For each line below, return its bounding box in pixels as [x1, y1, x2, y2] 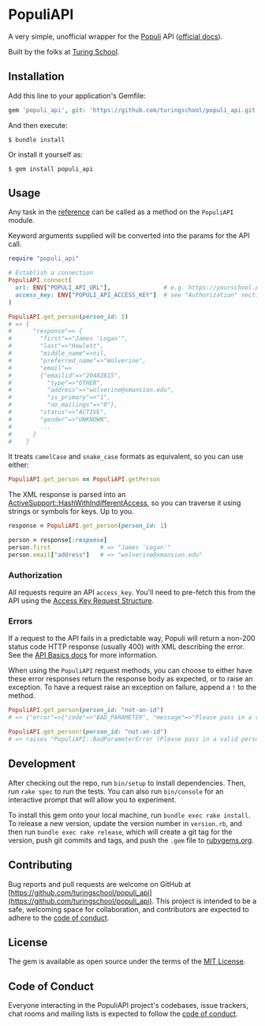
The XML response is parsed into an [8, 490, 126, 500]
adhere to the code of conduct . [8, 913, 110, 922]
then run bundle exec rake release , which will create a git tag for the [8, 827, 233, 836]
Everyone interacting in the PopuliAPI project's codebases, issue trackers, [8, 1001, 248, 1010]
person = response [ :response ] [8, 536, 108, 545]
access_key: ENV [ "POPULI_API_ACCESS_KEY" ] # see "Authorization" [15, 291, 238, 299]
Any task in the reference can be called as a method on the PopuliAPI [8, 207, 234, 217]
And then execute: [8, 120, 68, 130]
